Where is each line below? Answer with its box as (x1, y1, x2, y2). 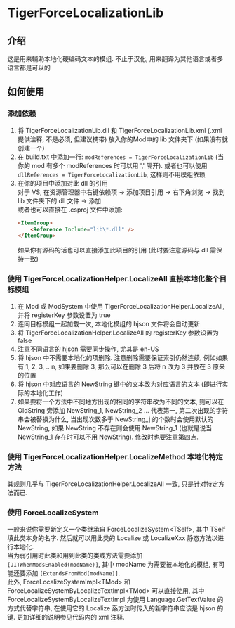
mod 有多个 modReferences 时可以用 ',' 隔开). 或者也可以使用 (31, 161, 208, 169)
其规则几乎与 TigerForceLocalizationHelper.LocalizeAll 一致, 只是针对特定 (7, 480, 219, 488)
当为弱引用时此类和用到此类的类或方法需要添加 (7, 551, 142, 560)
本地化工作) (29, 388, 63, 397)
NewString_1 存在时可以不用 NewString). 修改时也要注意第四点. (17, 432, 199, 441)
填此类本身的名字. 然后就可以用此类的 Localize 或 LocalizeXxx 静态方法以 (7, 534, 218, 542)
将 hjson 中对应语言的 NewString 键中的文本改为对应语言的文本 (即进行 (17, 380, 222, 388)
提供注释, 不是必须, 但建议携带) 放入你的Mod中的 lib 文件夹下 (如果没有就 (17, 135, 228, 143)
